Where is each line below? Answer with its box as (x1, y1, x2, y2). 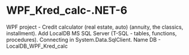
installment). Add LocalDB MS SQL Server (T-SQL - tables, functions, (6, 29, 177, 36)
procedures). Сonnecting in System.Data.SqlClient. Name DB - (6, 36, 161, 43)
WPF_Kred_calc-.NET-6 (6, 4, 128, 17)
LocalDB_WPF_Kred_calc (6, 42, 68, 50)
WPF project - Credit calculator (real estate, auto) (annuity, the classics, (6, 23, 184, 30)
